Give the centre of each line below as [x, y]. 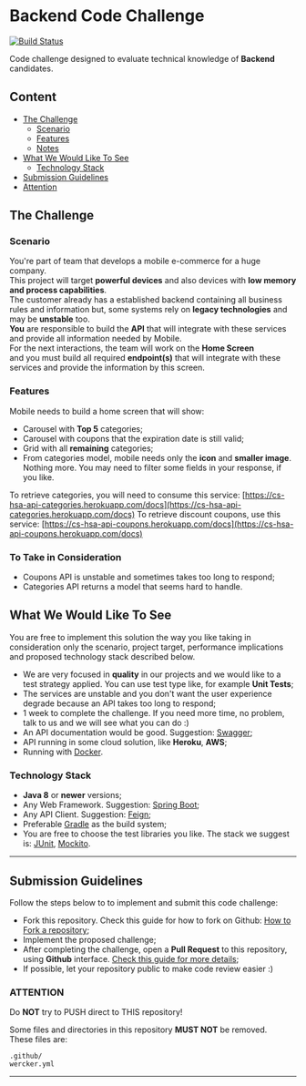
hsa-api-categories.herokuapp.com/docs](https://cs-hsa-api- [125, 504]
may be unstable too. [50, 319]
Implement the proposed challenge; [89, 939]
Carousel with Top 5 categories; [82, 428]
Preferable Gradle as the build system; [94, 825]
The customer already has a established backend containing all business [146, 300]
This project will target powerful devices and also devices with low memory [153, 281]
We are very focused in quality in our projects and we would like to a [152, 674]
